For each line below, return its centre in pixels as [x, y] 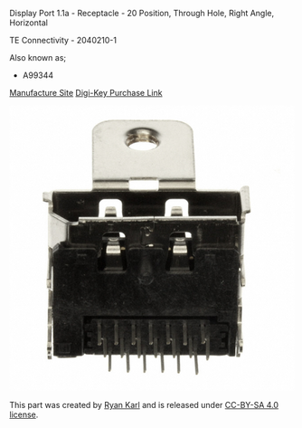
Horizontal [28, 23]
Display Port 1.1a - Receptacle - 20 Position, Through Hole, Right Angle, [142, 13]
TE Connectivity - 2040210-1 [63, 40]
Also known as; [38, 57]
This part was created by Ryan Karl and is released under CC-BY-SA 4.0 [144, 405]
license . [24, 414]
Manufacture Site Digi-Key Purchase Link [86, 93]
